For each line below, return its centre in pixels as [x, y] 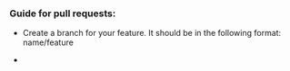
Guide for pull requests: [63, 13]
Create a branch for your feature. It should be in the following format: [152, 33]
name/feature [48, 42]
